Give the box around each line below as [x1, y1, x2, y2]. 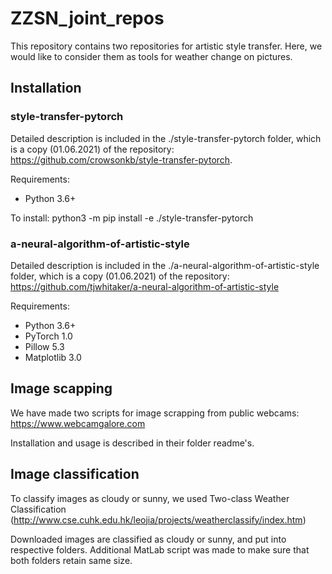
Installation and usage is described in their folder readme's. [10, 437, 255, 449]
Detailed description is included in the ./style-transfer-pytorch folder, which [10, 132, 322, 144]
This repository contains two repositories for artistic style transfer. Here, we [10, 40, 323, 52]
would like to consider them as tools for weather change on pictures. [10, 50, 293, 62]
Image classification [10, 466, 140, 483]
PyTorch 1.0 [24, 330, 73, 342]
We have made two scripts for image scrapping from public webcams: [10, 407, 300, 419]
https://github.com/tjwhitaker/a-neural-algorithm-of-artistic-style [10, 280, 280, 292]
